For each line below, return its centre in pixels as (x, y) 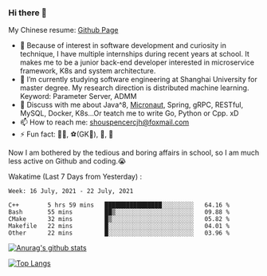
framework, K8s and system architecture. (88, 71)
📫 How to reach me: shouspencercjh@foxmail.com (104, 122)
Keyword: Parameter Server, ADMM (78, 97)
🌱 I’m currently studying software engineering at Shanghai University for (138, 80)
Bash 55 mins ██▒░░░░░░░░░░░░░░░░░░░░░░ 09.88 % (119, 212)
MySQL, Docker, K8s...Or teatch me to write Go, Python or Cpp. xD (129, 113)
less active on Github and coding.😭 (67, 161)
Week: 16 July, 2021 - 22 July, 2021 (71, 191)
